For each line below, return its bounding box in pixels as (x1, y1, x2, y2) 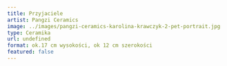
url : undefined (7, 36, 51, 43)
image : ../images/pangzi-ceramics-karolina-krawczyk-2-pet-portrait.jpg (7, 23, 221, 30)
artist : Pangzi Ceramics (7, 16, 79, 23)
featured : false (7, 49, 54, 56)
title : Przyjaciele (7, 10, 63, 17)
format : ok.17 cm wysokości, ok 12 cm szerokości (7, 42, 153, 49)
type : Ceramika (7, 29, 51, 36)
